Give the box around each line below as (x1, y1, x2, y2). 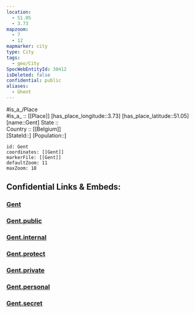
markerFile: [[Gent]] (6, 154, 62, 160)
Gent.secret (6, 299, 43, 307)
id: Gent (6, 144, 29, 150)
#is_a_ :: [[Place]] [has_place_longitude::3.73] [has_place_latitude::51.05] (6, 112, 189, 120)
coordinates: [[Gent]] (6, 149, 64, 155)
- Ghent (12, 89, 32, 95)
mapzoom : (6, 26, 29, 33)
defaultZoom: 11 (6, 160, 48, 166)
